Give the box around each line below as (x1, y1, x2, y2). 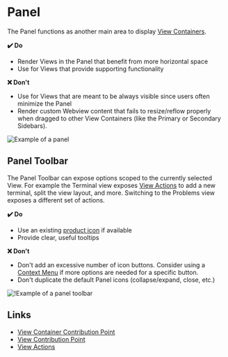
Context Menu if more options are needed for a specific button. (17, 268, 199, 276)
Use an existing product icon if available (17, 225, 132, 234)
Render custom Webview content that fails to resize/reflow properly (17, 106, 211, 115)
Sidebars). (17, 121, 47, 129)
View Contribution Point (17, 335, 85, 343)
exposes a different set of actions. (7, 196, 106, 204)
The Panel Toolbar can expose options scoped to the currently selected (7, 173, 213, 182)
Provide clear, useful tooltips (17, 233, 99, 241)
